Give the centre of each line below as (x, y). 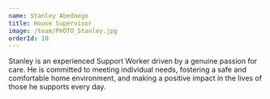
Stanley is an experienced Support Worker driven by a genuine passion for (133, 61)
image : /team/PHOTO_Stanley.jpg (63, 31)
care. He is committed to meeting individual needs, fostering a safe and (128, 70)
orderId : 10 (28, 38)
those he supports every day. (58, 87)
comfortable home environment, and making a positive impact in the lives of (135, 78)
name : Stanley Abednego (49, 16)
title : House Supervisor (50, 23)
